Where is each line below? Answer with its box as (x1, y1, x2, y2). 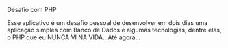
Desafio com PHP (7, 6, 57, 14)
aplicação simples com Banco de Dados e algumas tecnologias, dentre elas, (7, 26, 222, 34)
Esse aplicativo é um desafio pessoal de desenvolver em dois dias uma (7, 19, 208, 26)
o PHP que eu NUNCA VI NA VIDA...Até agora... (7, 33, 141, 41)
